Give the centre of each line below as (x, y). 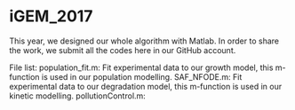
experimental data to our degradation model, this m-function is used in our (146, 86)
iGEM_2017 (51, 16)
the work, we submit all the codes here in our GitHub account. (123, 50)
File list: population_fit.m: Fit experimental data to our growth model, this (141, 67)
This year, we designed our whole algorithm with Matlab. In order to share (144, 41)
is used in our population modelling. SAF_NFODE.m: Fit (142, 76)
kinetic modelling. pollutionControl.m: (78, 96)
